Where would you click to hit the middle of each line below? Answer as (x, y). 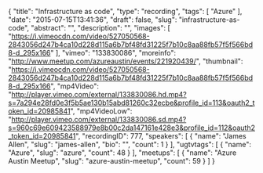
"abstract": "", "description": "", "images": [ (100, 28)
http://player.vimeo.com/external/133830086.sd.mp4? (99, 119)
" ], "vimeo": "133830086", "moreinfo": (113, 53)
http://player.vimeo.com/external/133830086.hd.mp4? (99, 94)
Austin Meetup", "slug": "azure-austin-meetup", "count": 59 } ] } (112, 161)
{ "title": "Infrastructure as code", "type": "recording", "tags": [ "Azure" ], (125, 11)
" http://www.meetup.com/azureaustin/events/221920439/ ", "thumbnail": (126, 61)
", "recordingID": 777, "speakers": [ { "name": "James (161, 136)
